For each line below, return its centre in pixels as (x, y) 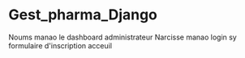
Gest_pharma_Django (83, 15)
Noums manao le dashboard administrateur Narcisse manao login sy (122, 37)
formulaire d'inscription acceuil (60, 45)
